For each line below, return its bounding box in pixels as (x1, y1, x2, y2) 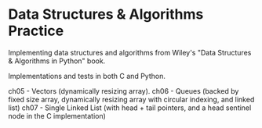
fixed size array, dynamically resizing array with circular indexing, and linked (8, 94, 255, 104)
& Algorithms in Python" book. (8, 56, 106, 66)
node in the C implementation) (8, 111, 106, 120)
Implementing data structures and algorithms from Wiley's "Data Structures (8, 48, 252, 57)
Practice (8, 22, 64, 40)
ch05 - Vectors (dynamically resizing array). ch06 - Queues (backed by (8, 86, 239, 95)
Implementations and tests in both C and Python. (8, 71, 166, 80)
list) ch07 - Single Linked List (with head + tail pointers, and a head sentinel (8, 103, 252, 112)
